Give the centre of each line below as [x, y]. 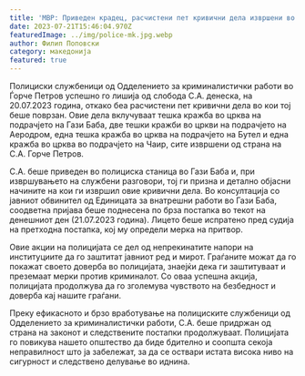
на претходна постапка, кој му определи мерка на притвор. [126, 229]
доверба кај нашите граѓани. [65, 295]
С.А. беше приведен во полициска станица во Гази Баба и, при [132, 171]
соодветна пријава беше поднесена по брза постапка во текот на [137, 210]
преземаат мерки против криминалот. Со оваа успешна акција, [133, 276]
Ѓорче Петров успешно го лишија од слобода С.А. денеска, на [131, 96]
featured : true [38, 60]
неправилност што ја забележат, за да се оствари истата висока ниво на [152, 352]
